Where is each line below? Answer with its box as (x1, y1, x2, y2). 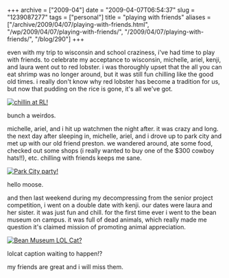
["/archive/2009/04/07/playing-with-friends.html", (7, 21, 149, 28)
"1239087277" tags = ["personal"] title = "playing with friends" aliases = (7, 13, 211, 21)
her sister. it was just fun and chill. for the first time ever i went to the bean (7, 209, 217, 216)
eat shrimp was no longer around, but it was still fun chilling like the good (7, 70, 214, 78)
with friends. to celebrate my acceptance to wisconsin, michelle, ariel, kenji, (7, 56, 221, 64)
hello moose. (7, 181, 44, 188)
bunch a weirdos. (7, 111, 56, 119)
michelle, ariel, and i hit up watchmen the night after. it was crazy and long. (7, 125, 219, 132)
